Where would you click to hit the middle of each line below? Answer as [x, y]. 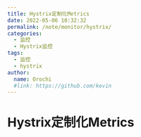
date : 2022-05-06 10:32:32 [47, 20]
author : [19, 72]
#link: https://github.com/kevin [63, 86]
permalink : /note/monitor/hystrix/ [60, 27]
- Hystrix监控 [33, 46]
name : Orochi [33, 79]
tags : [15, 53]
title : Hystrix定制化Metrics [49, 14]
